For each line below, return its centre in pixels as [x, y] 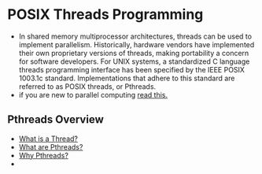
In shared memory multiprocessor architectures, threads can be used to [135, 36]
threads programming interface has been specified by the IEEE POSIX [132, 69]
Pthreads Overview [55, 120]
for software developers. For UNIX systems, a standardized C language [134, 61]
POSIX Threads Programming [105, 15]
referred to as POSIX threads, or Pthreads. [87, 86]
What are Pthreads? [51, 146]
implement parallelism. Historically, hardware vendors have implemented [137, 44]
